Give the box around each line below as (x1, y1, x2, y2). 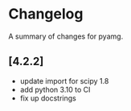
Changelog (8, 5, 84, 23)
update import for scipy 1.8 (19, 76, 109, 85)
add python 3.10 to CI (19, 84, 91, 94)
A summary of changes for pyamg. (8, 31, 124, 41)
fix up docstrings (19, 93, 76, 103)
